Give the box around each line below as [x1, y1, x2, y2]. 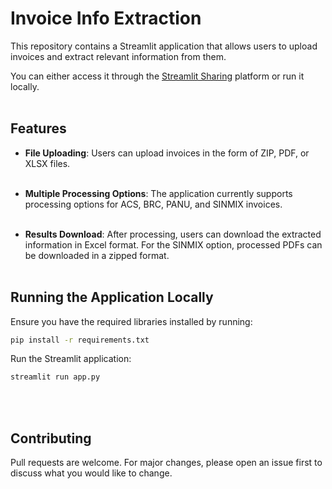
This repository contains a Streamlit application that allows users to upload [10, 40, 318, 52]
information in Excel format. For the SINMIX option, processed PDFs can [24, 238, 323, 251]
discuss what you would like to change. [10, 467, 173, 479]
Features [10, 120, 67, 137]
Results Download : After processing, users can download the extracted [24, 228, 322, 240]
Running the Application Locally [10, 289, 214, 306]
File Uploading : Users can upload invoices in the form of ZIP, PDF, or [24, 147, 310, 159]
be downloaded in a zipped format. [24, 249, 170, 261]
